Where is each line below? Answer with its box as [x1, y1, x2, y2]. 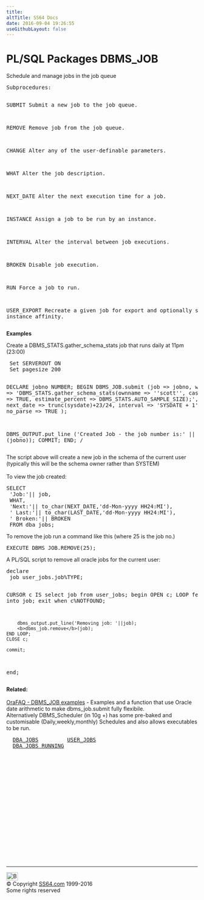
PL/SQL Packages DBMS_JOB [6, 52, 159, 66]
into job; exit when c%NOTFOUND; [6, 597, 106, 605]
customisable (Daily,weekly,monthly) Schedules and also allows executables [6, 718, 197, 725]
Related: [6, 686, 29, 693]
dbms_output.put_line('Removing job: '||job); [17, 621, 137, 627]
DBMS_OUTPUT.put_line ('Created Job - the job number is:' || [6, 431, 195, 438]
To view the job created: [6, 473, 67, 480]
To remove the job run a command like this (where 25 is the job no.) [6, 533, 175, 540]
